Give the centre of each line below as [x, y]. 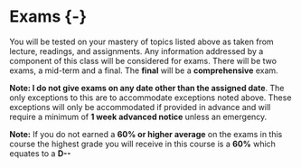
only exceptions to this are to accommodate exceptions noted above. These [150, 98]
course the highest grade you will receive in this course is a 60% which [142, 144]
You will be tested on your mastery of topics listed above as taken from [141, 42]
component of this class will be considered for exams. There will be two [143, 61]
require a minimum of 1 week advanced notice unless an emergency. [138, 117]
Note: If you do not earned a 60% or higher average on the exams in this [146, 134]
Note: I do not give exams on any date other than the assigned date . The [147, 88]
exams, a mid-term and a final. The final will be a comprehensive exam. [144, 70]
